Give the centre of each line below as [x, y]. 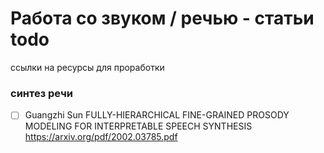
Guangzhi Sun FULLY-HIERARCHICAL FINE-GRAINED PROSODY [157, 115]
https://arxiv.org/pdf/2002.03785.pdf [101, 137]
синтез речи [41, 93]
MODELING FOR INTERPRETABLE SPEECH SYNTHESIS [138, 126]
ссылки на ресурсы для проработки [87, 67]
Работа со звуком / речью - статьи [162, 18]
